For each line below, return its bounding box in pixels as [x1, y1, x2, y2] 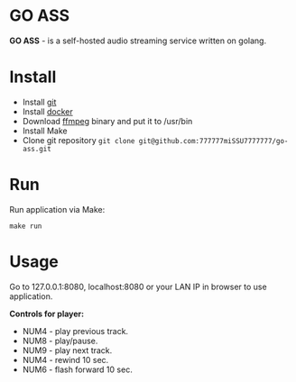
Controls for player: [9, 308, 84, 319]
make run [9, 222, 42, 231]
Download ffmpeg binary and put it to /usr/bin [22, 115, 193, 126]
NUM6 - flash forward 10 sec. [22, 364, 133, 375]
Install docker [22, 105, 74, 117]
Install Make [22, 125, 68, 136]
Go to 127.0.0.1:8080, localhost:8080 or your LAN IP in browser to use [9, 281, 268, 292]
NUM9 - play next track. [22, 344, 113, 356]
